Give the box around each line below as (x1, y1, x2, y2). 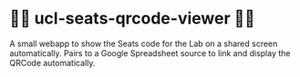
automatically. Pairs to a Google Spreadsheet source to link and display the (9, 47, 291, 58)
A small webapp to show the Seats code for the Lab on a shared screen (9, 38, 278, 49)
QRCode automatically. (9, 57, 96, 68)
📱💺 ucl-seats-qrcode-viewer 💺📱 (9, 8, 255, 29)
